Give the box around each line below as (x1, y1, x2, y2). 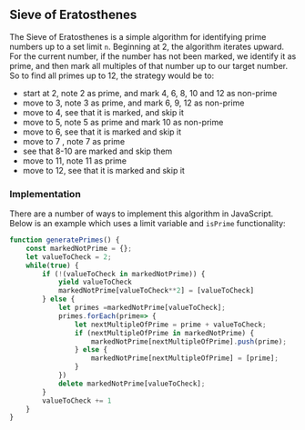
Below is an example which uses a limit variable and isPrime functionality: (9, 218, 286, 229)
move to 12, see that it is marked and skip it (22, 165, 185, 175)
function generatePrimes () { (9, 235, 120, 245)
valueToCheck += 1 (42, 395, 112, 405)
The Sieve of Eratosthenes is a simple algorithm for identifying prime (9, 31, 267, 42)
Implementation (9, 187, 82, 200)
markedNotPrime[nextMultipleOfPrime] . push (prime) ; (90, 336, 287, 346)
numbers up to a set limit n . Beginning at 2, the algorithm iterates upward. (9, 41, 285, 52)
